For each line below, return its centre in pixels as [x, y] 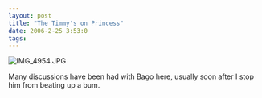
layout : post [30, 16]
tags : [17, 38]
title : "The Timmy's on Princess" [66, 23]
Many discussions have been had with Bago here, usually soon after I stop [131, 76]
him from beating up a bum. [54, 85]
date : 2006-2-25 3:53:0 [48, 31]
